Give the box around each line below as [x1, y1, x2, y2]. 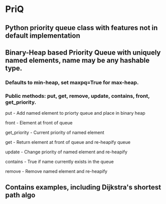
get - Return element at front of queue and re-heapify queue [5, 139, 131, 145]
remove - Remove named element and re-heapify [5, 168, 108, 174]
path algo [5, 190, 36, 199]
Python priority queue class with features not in [5, 24, 158, 32]
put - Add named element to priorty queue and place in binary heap [5, 110, 146, 116]
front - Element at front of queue [5, 120, 73, 126]
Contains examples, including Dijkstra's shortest [5, 183, 161, 191]
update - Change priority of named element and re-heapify [5, 149, 127, 155]
